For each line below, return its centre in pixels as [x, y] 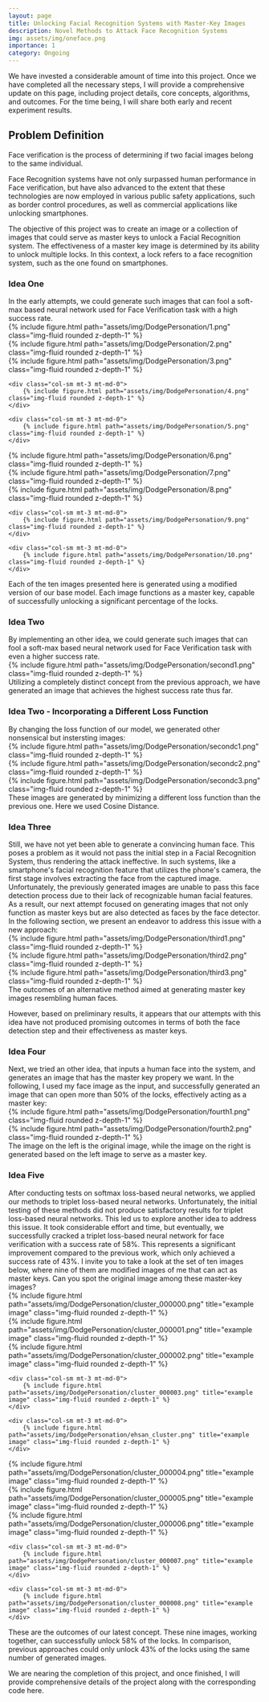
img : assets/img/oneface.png [57, 38]
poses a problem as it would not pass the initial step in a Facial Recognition [132, 853]
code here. [26, 1690]
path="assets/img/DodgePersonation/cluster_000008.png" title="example [130, 1603]
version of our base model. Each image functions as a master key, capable [132, 593]
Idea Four [27, 1052]
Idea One [26, 284]
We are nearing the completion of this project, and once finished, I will [124, 1673]
